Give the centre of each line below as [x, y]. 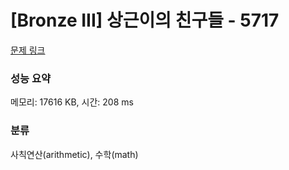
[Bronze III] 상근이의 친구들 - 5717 [145, 20]
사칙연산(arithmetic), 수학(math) [74, 154]
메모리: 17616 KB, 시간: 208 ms [72, 102]
